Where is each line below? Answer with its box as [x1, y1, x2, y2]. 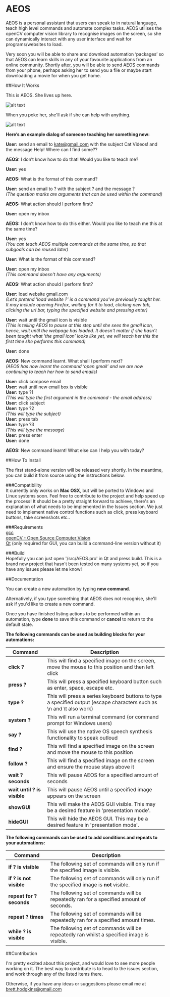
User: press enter [6, 432, 42, 438]
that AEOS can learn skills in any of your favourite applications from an [6, 56, 153, 62]
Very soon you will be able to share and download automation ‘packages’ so [6, 51, 164, 57]
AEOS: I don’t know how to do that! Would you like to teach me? [6, 156, 139, 162]
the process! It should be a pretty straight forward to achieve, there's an [6, 498, 155, 504]
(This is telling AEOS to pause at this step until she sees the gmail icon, [6, 322, 153, 328]
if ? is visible [8, 863, 39, 870]
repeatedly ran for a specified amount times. [50, 916, 155, 923]
